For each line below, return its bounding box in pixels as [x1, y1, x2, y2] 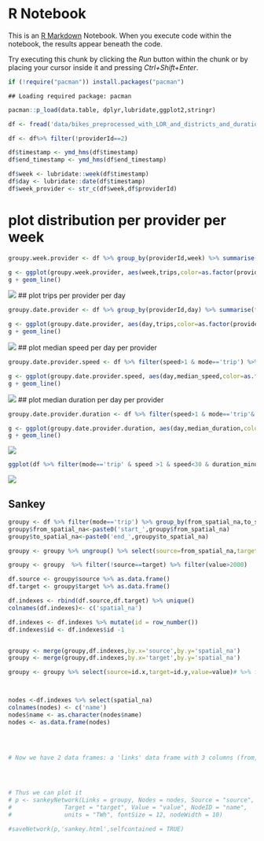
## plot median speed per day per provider [17, 343, 157, 352]
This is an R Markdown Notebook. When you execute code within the [8, 31, 232, 40]
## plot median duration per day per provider [17, 395, 164, 404]
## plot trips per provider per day [17, 291, 126, 300]
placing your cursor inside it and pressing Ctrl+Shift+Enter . [8, 62, 199, 72]
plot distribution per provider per [8, 212, 226, 229]
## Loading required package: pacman [8, 92, 132, 100]
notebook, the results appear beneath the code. [8, 39, 163, 48]
